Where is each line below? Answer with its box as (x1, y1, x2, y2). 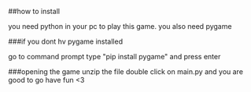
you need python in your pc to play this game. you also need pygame (8, 22, 232, 30)
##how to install (8, 7, 61, 16)
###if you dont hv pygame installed (8, 37, 124, 46)
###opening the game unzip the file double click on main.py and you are (8, 67, 244, 76)
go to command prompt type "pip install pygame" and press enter (8, 52, 221, 61)
